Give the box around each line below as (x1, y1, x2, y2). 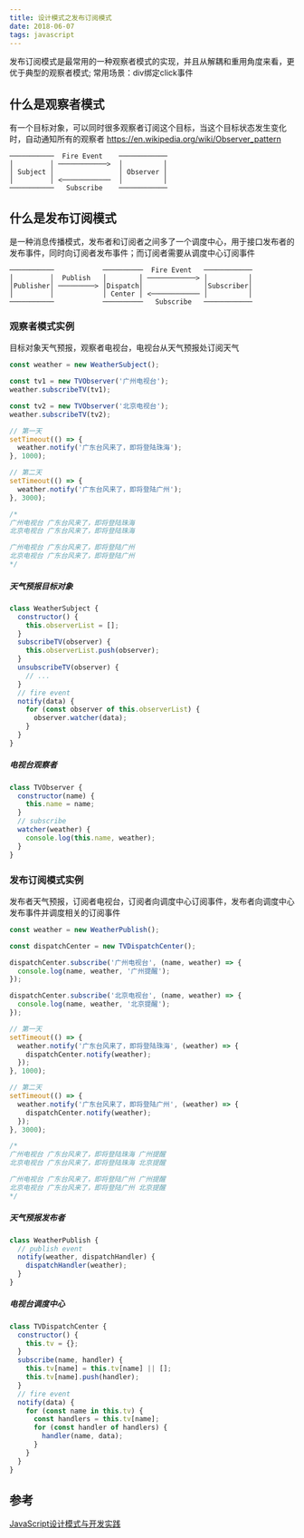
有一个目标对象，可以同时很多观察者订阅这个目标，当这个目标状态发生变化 (9, 122, 287, 133)
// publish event (17, 1244, 83, 1253)
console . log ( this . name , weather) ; (25, 833, 156, 842)
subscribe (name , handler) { (17, 1356, 124, 1365)
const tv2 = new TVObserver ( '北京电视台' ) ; (9, 401, 169, 411)
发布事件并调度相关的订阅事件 (9, 907, 120, 918)
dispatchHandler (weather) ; (25, 1261, 128, 1270)
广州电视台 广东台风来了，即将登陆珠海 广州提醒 (9, 1150, 166, 1159)
